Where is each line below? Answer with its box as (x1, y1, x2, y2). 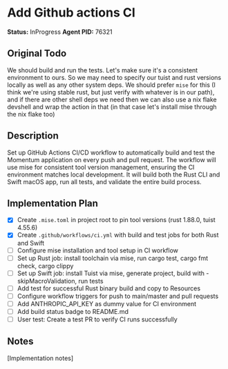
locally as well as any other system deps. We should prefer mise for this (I (7, 81, 216, 89)
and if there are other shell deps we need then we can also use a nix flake (7, 95, 218, 103)
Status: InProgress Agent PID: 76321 (7, 28, 113, 36)
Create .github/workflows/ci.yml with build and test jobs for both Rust (17, 231, 219, 239)
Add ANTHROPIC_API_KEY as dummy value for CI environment (17, 299, 197, 308)
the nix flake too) (7, 110, 55, 118)
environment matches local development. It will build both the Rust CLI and (7, 170, 220, 179)
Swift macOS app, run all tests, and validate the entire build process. (7, 177, 202, 186)
